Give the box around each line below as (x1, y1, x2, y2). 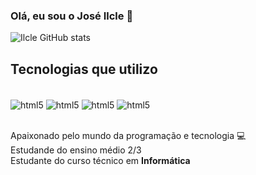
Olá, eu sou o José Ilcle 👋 (10, 9, 134, 23)
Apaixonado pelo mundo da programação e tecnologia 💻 (10, 129, 247, 141)
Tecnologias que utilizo (10, 60, 158, 78)
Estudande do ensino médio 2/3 (10, 144, 142, 156)
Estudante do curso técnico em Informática (10, 154, 191, 166)
